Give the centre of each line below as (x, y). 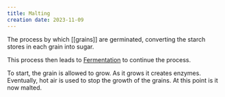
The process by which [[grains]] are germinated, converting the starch (106, 39)
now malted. (25, 87)
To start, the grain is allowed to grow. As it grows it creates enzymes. (104, 73)
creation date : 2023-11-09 (45, 20)
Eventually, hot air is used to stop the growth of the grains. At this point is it (112, 80)
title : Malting (29, 13)
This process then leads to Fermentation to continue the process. (99, 59)
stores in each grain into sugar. (51, 46)
